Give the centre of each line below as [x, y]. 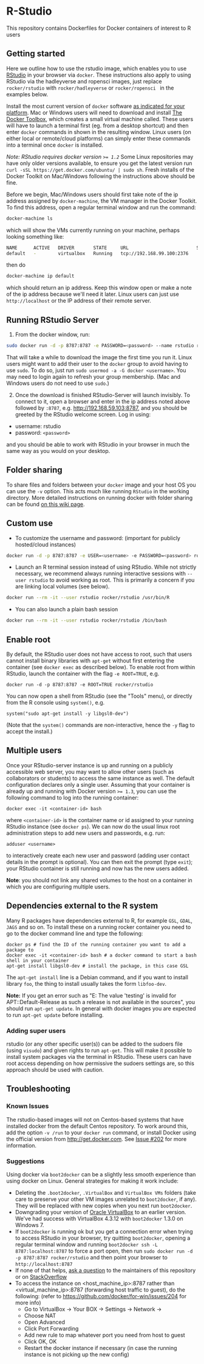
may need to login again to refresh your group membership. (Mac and [93, 376]
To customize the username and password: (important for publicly [98, 538]
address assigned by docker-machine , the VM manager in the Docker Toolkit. [102, 201]
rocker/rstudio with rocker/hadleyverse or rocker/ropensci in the [90, 88]
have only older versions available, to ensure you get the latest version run [99, 163]
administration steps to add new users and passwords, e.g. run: [86, 833]
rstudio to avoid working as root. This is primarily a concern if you [112, 580]
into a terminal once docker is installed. [55, 145]
